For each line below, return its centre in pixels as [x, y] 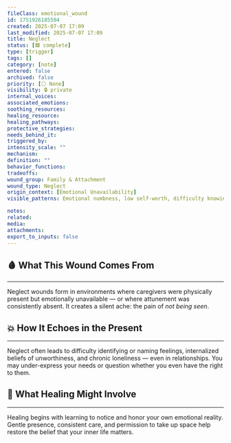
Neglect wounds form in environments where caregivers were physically [110, 292]
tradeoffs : [23, 173]
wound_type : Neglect [37, 186]
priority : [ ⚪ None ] [36, 84]
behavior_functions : [37, 167]
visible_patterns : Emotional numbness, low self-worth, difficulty [106, 199]
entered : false [29, 71]
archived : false [30, 77]
